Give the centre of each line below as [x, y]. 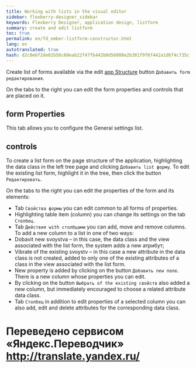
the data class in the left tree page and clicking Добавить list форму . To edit [98, 167]
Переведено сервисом [65, 331]
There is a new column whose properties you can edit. [80, 277]
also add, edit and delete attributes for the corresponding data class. [97, 308]
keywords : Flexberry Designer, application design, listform [82, 22]
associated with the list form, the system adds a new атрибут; [90, 246]
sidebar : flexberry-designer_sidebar [52, 17]
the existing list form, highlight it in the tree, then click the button [84, 173]
